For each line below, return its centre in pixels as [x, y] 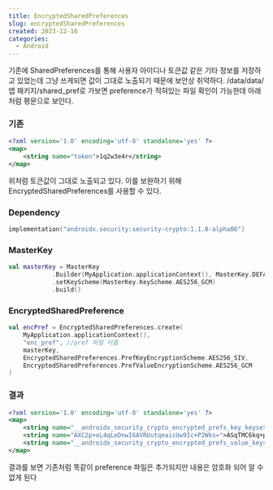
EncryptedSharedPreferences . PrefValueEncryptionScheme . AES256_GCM [138, 365]
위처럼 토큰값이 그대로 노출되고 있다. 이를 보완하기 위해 [95, 181]
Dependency [35, 212]
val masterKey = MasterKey [54, 267]
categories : [28, 39]
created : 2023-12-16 [43, 31]
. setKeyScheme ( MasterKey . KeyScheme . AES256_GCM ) [134, 282]
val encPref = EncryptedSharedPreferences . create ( [96, 328]
